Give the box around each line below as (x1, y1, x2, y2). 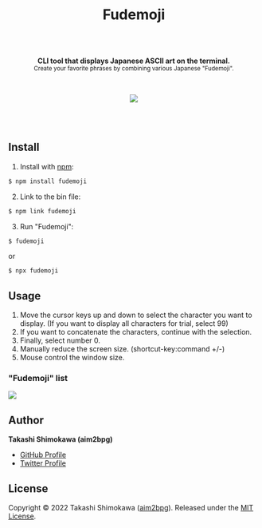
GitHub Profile (19, 450, 66, 460)
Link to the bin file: (19, 192, 81, 201)
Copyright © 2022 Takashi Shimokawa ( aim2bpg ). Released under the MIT (8, 502, 254, 512)
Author (8, 413, 44, 427)
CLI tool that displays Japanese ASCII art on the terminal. (37, 56, 231, 66)
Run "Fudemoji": (19, 221, 74, 231)
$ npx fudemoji (8, 267, 59, 275)
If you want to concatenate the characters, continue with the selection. (19, 328, 252, 337)
